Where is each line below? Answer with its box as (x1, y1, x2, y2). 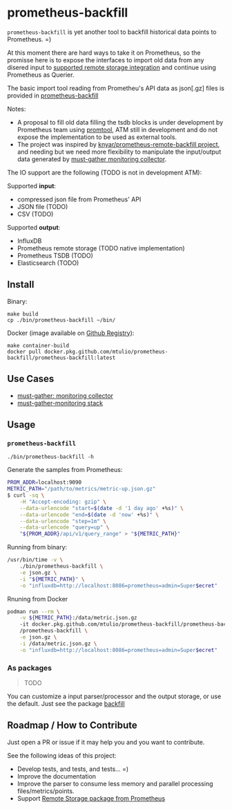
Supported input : (7, 181, 57, 190)
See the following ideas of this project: (7, 751, 117, 759)
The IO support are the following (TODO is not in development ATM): (7, 168, 202, 176)
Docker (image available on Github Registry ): (7, 329, 135, 337)
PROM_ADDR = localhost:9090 (7, 479, 81, 486)
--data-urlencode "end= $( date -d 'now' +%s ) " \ (19, 511, 159, 518)
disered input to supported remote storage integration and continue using (7, 63, 216, 71)
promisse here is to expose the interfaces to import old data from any (7, 55, 204, 64)
